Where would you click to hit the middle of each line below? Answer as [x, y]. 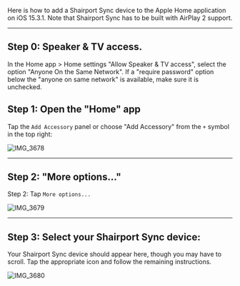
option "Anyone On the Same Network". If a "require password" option [111, 71]
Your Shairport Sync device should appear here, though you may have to [115, 254]
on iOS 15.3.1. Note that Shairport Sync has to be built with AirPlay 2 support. [120, 18]
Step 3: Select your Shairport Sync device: [104, 237]
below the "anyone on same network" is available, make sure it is [103, 79]
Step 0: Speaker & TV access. [75, 47]
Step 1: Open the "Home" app [74, 109]
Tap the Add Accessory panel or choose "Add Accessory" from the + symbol [119, 126]
